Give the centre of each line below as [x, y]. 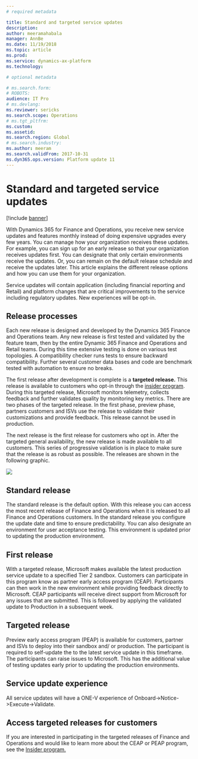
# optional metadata [32, 77]
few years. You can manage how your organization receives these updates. [98, 242]
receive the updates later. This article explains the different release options [97, 267]
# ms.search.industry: [34, 143]
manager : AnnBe [25, 39]
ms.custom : [20, 126]
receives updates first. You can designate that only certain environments [95, 254]
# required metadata [32, 12]
